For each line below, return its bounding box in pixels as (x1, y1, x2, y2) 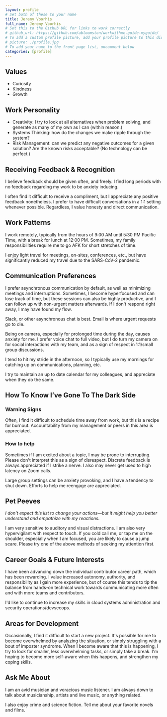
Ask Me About (5, 674, 50, 682)
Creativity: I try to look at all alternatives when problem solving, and (12, 119, 151, 125)
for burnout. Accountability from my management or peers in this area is (5, 422, 153, 429)
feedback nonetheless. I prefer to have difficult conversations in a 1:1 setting (5, 198, 161, 204)
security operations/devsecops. (5, 605, 71, 611)
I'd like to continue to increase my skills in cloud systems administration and (5, 599, 161, 606)
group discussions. (5, 347, 44, 353)
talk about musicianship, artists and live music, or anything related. (5, 692, 142, 698)
